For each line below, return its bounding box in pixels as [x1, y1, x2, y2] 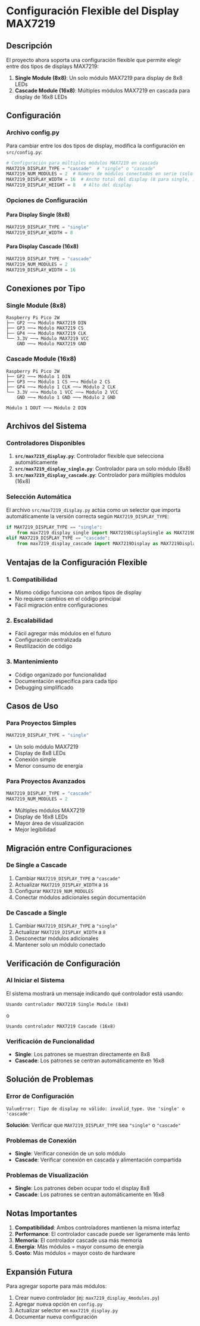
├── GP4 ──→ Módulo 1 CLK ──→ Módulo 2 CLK [6, 384, 116, 390]
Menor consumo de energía [14, 762, 83, 769]
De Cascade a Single [6, 908, 67, 917]
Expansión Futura [6, 1266, 73, 1277]
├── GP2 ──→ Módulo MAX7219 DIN [6, 320, 86, 326]
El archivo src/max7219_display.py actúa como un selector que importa [6, 506, 181, 514]
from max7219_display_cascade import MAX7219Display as [17, 541, 159, 547]
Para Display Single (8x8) [6, 211, 70, 218]
